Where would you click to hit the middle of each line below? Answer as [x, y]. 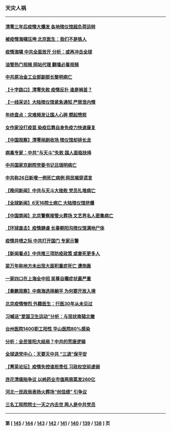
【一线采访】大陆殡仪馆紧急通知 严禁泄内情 [50, 102]
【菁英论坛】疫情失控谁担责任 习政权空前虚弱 [53, 366]
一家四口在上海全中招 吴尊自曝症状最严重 [48, 278]
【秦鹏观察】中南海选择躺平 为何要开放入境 [50, 291]
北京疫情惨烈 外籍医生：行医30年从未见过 [49, 303]
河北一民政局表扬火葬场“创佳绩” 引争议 [46, 392]
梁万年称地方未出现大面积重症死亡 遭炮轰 [48, 266]
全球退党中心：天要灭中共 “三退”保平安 [46, 354]
